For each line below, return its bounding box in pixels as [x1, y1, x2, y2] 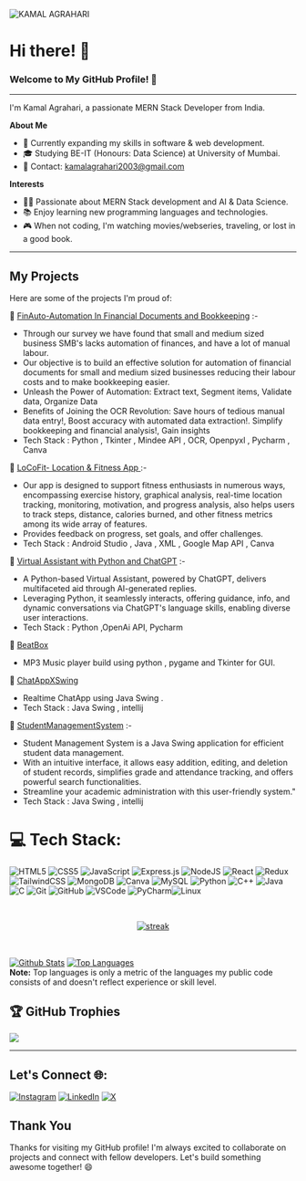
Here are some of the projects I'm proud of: [9, 293, 173, 304]
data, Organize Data [22, 396, 98, 407]
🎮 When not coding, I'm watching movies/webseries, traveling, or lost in [22, 220, 296, 232]
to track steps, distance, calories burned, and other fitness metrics [22, 509, 273, 520]
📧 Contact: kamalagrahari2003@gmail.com [22, 161, 185, 172]
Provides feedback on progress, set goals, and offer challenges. [22, 528, 264, 539]
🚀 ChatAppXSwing [9, 675, 79, 686]
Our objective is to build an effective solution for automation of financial [22, 357, 291, 369]
